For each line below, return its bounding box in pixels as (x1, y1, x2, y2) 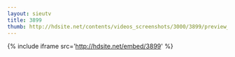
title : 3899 (7, 17, 42, 24)
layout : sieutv (7, 10, 52, 17)
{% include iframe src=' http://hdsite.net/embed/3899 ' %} (7, 42, 173, 51)
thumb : (7, 23, 27, 30)
